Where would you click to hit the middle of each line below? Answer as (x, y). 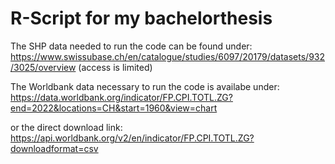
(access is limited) (115, 67)
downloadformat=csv (54, 148)
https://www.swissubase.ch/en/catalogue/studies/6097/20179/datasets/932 (168, 56)
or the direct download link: (66, 127)
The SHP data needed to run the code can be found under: (131, 46)
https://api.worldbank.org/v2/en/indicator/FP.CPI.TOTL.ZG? (132, 138)
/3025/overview (43, 67)
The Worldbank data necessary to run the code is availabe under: (145, 86)
